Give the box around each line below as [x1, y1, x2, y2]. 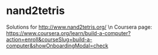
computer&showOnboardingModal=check [6, 42, 108, 49]
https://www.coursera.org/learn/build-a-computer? [6, 29, 131, 36]
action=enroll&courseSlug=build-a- [6, 36, 93, 43]
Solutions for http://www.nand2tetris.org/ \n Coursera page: [6, 23, 153, 30]
